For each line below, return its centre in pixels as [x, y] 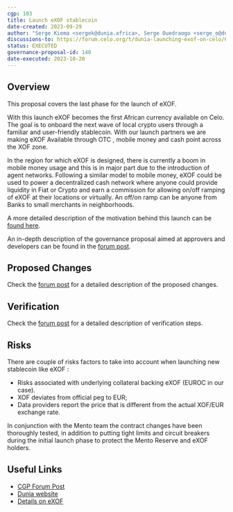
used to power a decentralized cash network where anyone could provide [113, 182]
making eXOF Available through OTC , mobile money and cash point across [114, 139]
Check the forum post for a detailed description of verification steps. [105, 323]
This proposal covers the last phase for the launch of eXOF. [92, 104]
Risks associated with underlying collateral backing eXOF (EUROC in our [120, 382]
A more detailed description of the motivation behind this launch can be [110, 218]
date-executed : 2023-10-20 [46, 59]
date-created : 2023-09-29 [44, 26]
